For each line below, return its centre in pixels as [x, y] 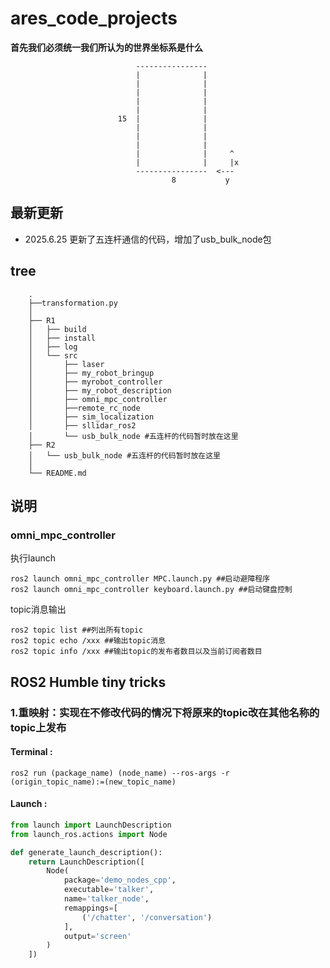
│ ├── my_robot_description [100, 390]
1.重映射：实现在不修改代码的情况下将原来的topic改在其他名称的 [165, 712]
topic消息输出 [38, 609]
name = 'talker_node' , [106, 899]
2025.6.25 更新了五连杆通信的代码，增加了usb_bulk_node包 [148, 239]
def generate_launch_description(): [86, 852]
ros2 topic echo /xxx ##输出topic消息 [88, 641]
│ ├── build [57, 329]
